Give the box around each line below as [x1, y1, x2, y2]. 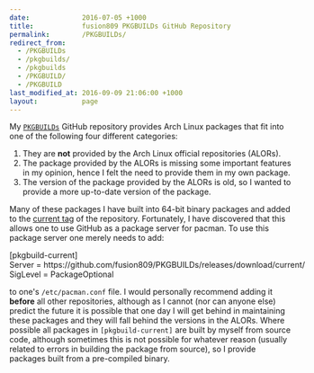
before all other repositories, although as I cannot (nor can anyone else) [9, 296, 276, 306]
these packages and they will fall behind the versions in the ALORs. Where [9, 315, 285, 326]
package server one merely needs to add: [9, 233, 165, 244]
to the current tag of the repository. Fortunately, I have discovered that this [9, 213, 286, 225]
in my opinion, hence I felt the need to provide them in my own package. [22, 167, 291, 178]
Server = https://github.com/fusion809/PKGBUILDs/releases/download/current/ [9, 260, 306, 271]
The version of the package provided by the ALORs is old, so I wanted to [22, 177, 292, 188]
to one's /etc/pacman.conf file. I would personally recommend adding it [9, 287, 273, 298]
